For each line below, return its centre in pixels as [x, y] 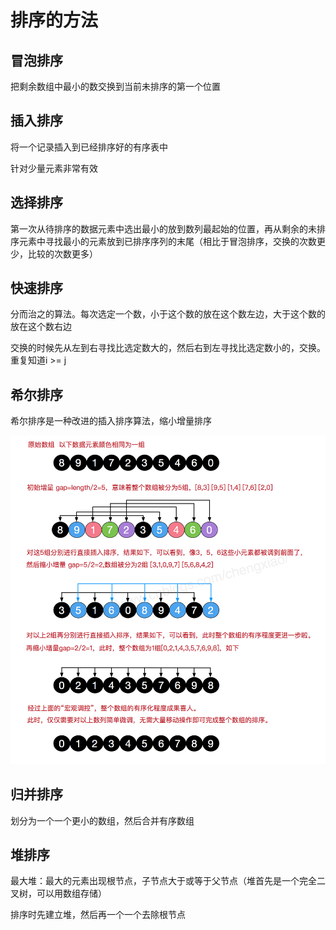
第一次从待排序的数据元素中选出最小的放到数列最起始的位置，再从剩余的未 [163, 228]
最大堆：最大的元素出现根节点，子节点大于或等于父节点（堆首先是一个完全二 [168, 881]
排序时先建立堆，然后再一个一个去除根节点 [98, 915]
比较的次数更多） [62, 253]
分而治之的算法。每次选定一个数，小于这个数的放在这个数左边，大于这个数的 [168, 314]
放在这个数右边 [41, 327]
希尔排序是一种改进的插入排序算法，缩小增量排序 [111, 421]
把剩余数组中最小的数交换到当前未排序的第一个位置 [115, 86]
